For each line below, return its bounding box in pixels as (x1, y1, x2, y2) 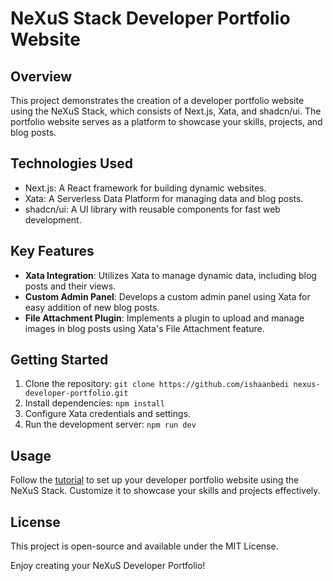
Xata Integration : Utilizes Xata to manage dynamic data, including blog (24, 269, 317, 281)
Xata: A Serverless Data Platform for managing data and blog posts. (24, 192, 304, 204)
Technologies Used (10, 155, 133, 172)
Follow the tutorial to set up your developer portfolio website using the (10, 474, 300, 486)
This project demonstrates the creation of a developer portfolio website (10, 95, 305, 106)
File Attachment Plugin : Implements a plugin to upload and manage (24, 312, 305, 324)
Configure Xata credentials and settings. (24, 408, 192, 420)
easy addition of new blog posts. (24, 301, 160, 313)
